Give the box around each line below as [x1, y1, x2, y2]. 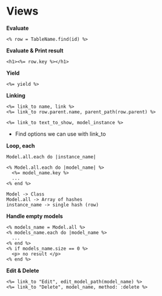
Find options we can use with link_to [15, 130, 106, 138]
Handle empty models [6, 212, 63, 220]
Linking [6, 91, 25, 99]
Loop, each [6, 142, 35, 149]
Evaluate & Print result [6, 47, 64, 54]
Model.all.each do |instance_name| [6, 153, 96, 160]
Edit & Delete [6, 267, 39, 274]
